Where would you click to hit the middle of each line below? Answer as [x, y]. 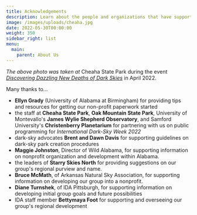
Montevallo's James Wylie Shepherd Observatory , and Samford [93, 119]
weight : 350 [21, 33]
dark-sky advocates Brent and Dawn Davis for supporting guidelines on [101, 137]
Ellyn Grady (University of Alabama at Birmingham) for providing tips [98, 100]
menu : [13, 44]
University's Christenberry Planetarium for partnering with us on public [102, 125]
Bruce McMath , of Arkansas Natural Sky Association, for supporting [97, 175]
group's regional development [51, 206]
